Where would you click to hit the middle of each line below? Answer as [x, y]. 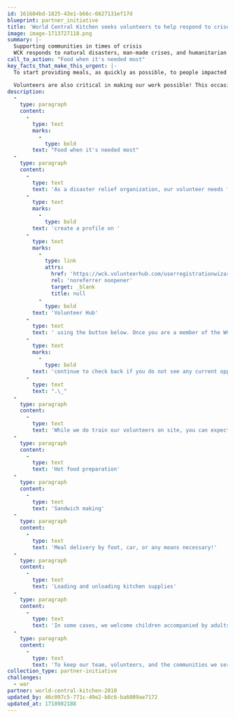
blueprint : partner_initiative [53, 20]
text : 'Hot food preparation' [76, 469]
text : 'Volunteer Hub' [65, 313]
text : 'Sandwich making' [69, 509]
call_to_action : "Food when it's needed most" [76, 60]
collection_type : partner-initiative [62, 671]
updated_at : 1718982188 [42, 704]
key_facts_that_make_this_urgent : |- [62, 66]
